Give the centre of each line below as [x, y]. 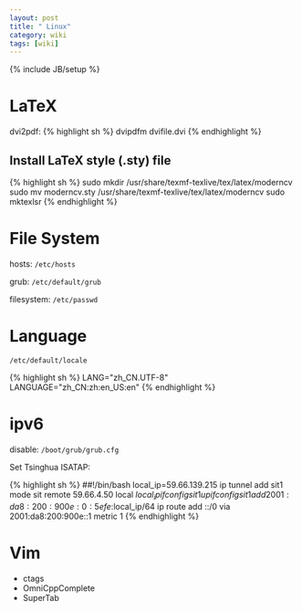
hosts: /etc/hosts [42, 264]
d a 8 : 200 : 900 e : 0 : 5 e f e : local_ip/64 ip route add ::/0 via [120, 506]
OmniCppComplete [59, 588]
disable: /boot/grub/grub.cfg [64, 449]
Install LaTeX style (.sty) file [90, 160]
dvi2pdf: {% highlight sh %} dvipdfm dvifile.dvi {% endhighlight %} [135, 132]
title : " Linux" [40, 26]
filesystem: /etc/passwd [54, 299]
